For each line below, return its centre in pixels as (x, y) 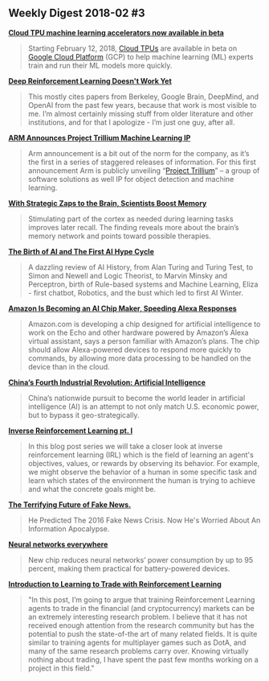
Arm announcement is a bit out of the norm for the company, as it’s (139, 153)
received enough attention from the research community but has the (141, 625)
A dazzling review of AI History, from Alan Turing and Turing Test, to (141, 267)
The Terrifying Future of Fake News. (69, 504)
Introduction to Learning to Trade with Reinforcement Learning (115, 584)
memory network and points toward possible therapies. (119, 236)
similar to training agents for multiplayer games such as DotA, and (137, 642)
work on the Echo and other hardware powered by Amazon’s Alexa (138, 332)
